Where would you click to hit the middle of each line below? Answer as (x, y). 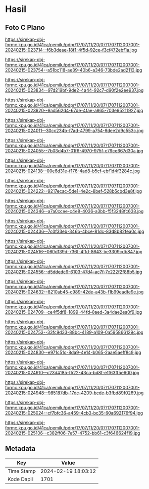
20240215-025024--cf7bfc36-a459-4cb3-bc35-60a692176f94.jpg (74, 413)
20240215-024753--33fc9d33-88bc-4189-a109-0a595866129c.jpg (74, 332)
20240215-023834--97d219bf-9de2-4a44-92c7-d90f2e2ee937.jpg (74, 90)
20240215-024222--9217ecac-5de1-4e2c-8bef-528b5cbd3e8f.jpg (74, 191)
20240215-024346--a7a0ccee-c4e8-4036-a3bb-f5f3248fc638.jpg (74, 211)
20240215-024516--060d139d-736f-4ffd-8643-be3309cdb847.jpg (74, 251)
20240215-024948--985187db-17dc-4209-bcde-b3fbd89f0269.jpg (74, 393)
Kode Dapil (20, 479)
